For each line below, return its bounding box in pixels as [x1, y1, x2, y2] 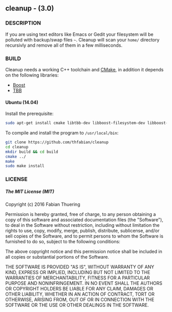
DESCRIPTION [5, 19, 41, 27]
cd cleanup [5, 144, 29, 149]
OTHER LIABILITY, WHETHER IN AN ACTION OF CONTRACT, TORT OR [5, 291, 155, 297]
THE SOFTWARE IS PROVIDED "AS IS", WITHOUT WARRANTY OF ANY [5, 264, 155, 270]
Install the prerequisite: [5, 110, 54, 117]
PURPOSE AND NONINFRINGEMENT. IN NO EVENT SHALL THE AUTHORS [5, 280, 163, 286]
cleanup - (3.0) [5, 4, 54, 13]
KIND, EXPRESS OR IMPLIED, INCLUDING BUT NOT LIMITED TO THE [5, 269, 150, 276]
